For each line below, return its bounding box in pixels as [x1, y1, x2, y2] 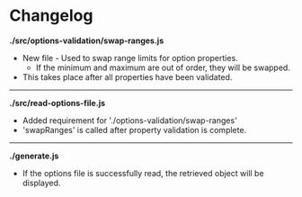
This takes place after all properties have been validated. [22, 71, 233, 82]
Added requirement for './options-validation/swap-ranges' [22, 114, 238, 126]
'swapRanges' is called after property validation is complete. [22, 124, 247, 135]
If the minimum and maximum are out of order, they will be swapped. [35, 62, 290, 73]
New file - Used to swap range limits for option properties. [22, 52, 238, 63]
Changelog [9, 5, 93, 26]
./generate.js [9, 150, 59, 161]
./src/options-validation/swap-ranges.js [9, 35, 164, 46]
